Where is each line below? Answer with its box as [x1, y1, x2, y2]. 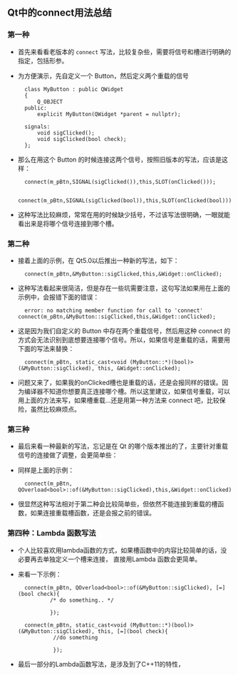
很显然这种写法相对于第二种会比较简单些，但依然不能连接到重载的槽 [17, 500, 218, 508]
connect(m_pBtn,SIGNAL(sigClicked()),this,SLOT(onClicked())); [24, 178, 216, 185]
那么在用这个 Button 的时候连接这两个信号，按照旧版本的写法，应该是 [17, 155, 222, 164]
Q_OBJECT [36, 98, 63, 105]
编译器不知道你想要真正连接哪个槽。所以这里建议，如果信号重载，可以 [24, 387, 230, 395]
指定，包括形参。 [17, 56, 68, 65]
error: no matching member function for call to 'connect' [24, 307, 204, 314]
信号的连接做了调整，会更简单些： [17, 451, 118, 459]
